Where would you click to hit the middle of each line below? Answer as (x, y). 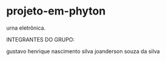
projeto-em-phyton (56, 11)
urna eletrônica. (26, 28)
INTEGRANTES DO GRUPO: (41, 39)
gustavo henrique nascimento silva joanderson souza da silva (83, 51)
